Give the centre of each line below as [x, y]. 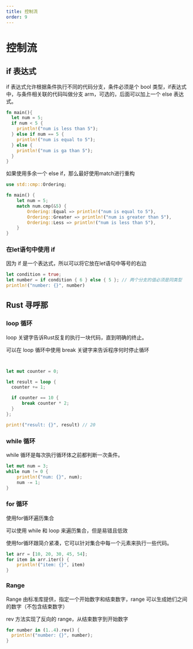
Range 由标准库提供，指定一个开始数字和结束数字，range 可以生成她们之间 [97, 599]
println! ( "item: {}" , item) [51, 565]
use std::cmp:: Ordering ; [36, 185]
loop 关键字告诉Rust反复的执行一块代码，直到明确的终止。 [77, 337]
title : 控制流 [22, 11]
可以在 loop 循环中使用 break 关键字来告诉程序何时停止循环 [78, 349]
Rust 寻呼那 [27, 305]
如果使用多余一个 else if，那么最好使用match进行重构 [70, 173]
